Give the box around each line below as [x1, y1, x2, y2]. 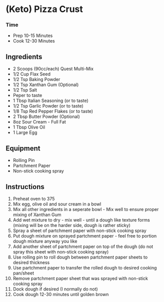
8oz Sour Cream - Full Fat [12, 119, 66, 125]
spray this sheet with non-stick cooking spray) [12, 248, 109, 254]
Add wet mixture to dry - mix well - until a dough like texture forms [12, 216, 150, 223]
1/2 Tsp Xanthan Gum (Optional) [12, 81, 79, 88]
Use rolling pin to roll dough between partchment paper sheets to [12, 254, 148, 260]
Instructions [5, 182, 44, 191]
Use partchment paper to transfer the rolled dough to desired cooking [12, 264, 157, 270]
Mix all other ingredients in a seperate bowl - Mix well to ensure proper [12, 206, 159, 212]
